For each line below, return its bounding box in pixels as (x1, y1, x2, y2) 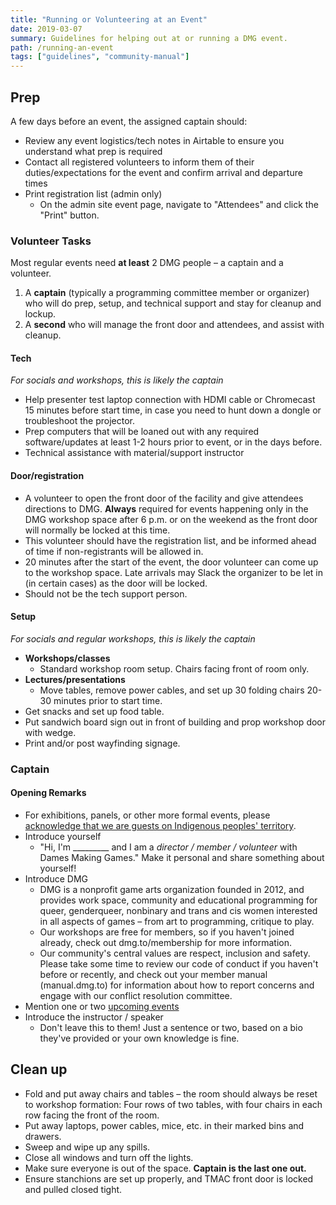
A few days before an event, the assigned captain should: (10, 115, 248, 127)
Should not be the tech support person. (24, 587, 188, 600)
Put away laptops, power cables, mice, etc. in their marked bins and (24, 1119, 305, 1131)
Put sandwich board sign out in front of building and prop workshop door (24, 716, 327, 728)
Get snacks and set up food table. (24, 705, 165, 717)
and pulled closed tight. (24, 1183, 123, 1195)
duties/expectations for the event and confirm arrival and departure (24, 166, 303, 178)
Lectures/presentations (24, 673, 126, 685)
